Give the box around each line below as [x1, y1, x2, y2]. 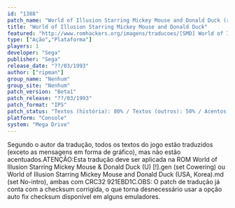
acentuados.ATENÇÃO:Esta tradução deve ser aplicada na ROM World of [7, 155, 218, 163]
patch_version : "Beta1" [7, 88, 77, 95]
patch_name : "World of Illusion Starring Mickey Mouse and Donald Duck [7, 17, 220, 24]
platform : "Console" [7, 114, 68, 121]
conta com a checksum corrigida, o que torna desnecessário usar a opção [7, 185, 222, 193]
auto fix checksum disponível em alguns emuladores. [7, 192, 161, 200]
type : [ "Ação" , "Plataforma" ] [7, 36, 92, 43]
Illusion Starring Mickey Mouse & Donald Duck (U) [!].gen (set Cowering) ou [7, 162, 226, 171]
